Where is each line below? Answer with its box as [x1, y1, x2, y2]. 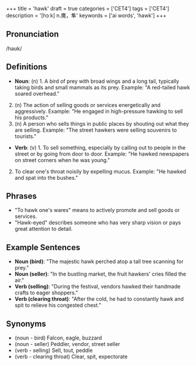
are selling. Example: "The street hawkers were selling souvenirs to [14, 126, 177, 133]
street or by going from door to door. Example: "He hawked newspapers [14, 150, 190, 157]
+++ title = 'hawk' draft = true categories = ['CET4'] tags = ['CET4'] [6, 5, 170, 12]
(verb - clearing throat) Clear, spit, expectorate [14, 353, 128, 360]
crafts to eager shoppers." [14, 289, 78, 296]
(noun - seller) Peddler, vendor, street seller [14, 341, 120, 348]
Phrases [6, 191, 37, 202]
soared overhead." [14, 90, 60, 97]
